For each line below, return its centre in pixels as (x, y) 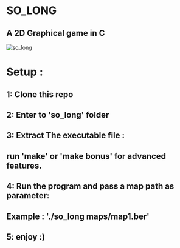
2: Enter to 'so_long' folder (58, 115)
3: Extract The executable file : (66, 136)
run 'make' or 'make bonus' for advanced (86, 156)
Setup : (25, 72)
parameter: (28, 196)
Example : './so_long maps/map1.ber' (78, 216)
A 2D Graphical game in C (56, 33)
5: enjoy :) (26, 237)
